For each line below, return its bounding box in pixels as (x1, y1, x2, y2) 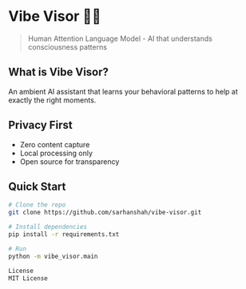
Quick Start (8, 179, 66, 193)
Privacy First (8, 118, 73, 132)
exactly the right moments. (8, 95, 97, 105)
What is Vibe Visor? (8, 66, 109, 79)
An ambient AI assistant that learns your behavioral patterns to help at (8, 86, 238, 96)
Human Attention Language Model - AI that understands (27, 34, 213, 43)
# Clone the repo (8, 201, 66, 209)
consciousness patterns (27, 42, 108, 51)
